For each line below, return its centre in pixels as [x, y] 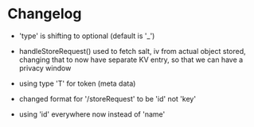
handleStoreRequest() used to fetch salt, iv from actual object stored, [132, 51]
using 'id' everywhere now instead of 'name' [92, 114]
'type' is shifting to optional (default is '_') [87, 36]
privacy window [45, 67]
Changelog [45, 14]
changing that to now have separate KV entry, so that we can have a [131, 60]
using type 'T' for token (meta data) [77, 83]
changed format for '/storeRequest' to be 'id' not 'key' [107, 98]
